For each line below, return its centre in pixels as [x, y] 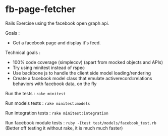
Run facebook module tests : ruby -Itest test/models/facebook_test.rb [81, 122]
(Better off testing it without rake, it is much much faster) [64, 128]
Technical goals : [23, 52]
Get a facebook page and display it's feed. [57, 43]
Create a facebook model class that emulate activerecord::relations [82, 78]
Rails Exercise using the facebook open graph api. [57, 23]
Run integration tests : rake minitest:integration [57, 113]
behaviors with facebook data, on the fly [54, 84]
